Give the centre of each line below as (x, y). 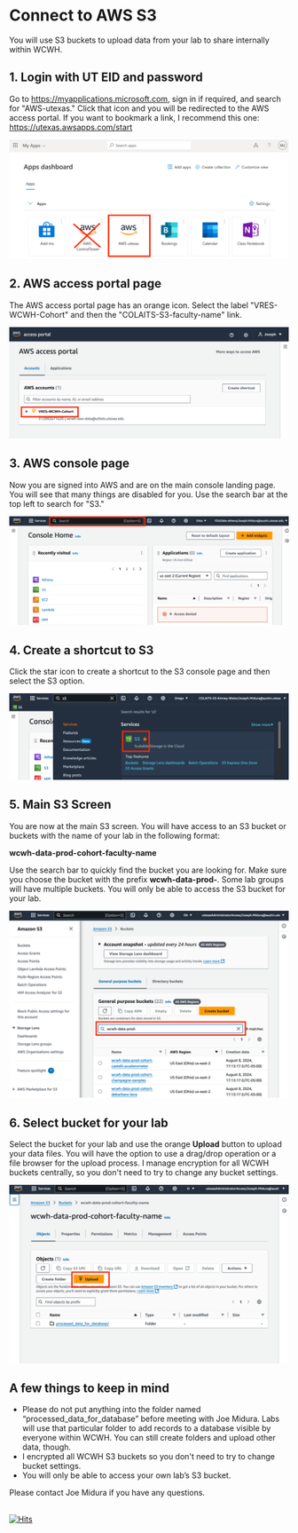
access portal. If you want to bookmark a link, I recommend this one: (134, 117)
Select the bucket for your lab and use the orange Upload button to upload (145, 1144)
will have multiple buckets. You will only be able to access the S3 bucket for (148, 889)
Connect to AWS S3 (83, 16)
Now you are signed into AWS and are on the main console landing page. (143, 485)
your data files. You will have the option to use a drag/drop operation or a (143, 1154)
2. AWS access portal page (86, 284)
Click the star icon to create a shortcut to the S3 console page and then (140, 671)
